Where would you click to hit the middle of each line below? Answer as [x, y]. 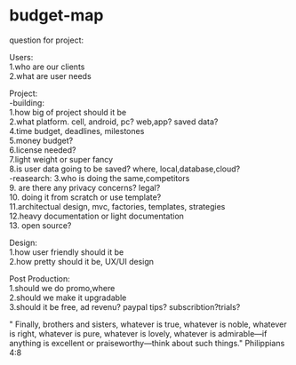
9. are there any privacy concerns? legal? [85, 187]
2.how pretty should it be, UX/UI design [81, 261]
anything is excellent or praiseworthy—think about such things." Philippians [147, 343]
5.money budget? [41, 140]
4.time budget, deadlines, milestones [77, 131]
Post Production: [40, 278]
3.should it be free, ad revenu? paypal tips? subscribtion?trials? [125, 306]
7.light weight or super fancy [61, 159]
